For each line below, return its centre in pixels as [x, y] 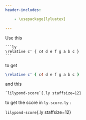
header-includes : [23, 10]
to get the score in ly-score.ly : [38, 103]
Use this [14, 38]
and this [13, 84]
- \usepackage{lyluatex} [40, 19]
